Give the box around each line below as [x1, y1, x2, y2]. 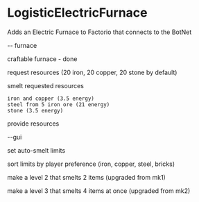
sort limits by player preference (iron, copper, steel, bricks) [7, 160, 175, 168]
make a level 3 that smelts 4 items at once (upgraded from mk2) [7, 186, 191, 195]
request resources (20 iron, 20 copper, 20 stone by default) [7, 68, 178, 76]
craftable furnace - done [7, 54, 78, 63]
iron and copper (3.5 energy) [7, 95, 95, 102]
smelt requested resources [7, 81, 85, 90]
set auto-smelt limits [7, 146, 66, 154]
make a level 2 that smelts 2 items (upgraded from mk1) [7, 173, 166, 181]
